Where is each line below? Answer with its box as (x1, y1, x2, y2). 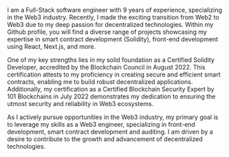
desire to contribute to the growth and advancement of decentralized (7, 135, 203, 143)
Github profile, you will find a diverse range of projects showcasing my (7, 28, 208, 36)
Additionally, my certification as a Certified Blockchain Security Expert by (7, 85, 215, 93)
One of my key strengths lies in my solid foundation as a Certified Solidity (7, 56, 215, 64)
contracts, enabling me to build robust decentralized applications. (7, 78, 193, 85)
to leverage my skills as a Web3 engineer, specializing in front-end (7, 121, 196, 128)
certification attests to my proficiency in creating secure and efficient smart (7, 70, 221, 78)
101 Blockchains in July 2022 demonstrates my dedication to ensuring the (7, 92, 216, 101)
